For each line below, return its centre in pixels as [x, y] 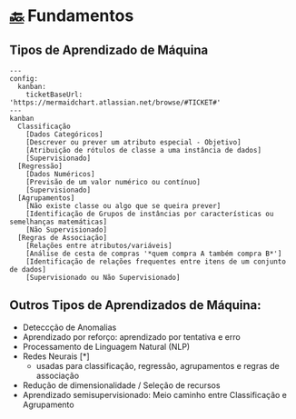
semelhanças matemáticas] [58, 222]
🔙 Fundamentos [72, 16]
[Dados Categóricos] [64, 135]
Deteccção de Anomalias [69, 327]
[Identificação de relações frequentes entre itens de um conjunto [156, 262]
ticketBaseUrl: [54, 95]
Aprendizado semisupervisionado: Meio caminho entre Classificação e [155, 394]
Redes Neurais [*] [56, 356]
